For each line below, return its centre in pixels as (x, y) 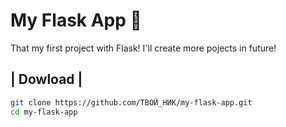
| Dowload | (46, 79)
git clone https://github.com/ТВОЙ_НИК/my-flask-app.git (131, 102)
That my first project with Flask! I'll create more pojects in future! (143, 48)
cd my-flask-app (44, 112)
